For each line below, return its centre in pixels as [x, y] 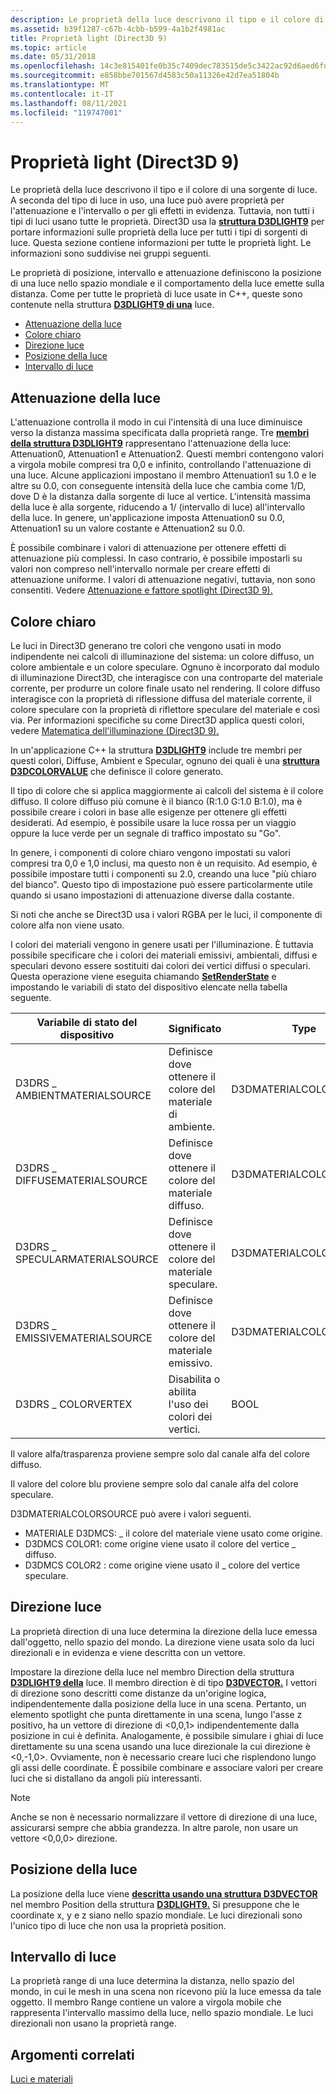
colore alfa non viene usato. [67, 925]
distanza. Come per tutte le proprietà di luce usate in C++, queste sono [156, 294]
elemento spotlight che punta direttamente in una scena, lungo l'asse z [156, 1714]
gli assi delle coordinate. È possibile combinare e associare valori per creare [167, 1767]
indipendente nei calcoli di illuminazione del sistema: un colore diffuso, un [162, 656]
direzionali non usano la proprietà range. [93, 2023]
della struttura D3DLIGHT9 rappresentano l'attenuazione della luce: [151, 443]
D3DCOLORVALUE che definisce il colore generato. [117, 771]
